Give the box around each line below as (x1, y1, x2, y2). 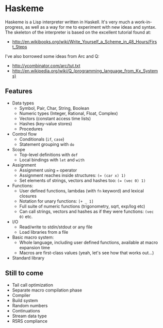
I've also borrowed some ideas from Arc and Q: (5, 53, 99, 59)
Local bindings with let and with (19, 156, 85, 163)
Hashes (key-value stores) (19, 121, 72, 126)
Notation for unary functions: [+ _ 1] (19, 198, 94, 204)
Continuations (12, 308, 40, 313)
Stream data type (12, 313, 47, 319)
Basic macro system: (12, 234, 54, 240)
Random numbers (12, 302, 48, 309)
